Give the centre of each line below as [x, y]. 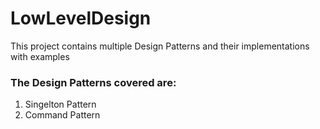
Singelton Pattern [60, 104]
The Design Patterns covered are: [93, 82]
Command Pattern [62, 115]
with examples [40, 56]
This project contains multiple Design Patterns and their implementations [160, 46]
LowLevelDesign [81, 18]
